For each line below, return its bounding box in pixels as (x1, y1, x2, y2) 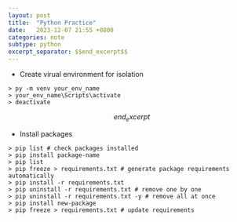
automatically (8, 172, 55, 180)
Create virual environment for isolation (19, 70, 144, 78)
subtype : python (8, 41, 61, 49)
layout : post (8, 11, 51, 20)
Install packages (19, 129, 73, 138)
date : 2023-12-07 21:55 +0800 (8, 26, 114, 34)
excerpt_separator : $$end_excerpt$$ (8, 48, 128, 56)
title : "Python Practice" (8, 19, 97, 27)
